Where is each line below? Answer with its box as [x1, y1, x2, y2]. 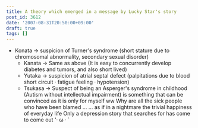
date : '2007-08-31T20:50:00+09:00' [6, 20, 95, 25]
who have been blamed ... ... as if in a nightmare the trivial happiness [23, 104, 192, 111]
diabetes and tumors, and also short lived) [23, 66, 127, 73]
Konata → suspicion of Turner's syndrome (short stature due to [14, 47, 170, 54]
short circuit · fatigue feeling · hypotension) [23, 78, 130, 86]
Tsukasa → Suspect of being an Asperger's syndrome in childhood [23, 85, 187, 92]
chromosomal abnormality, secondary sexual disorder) [14, 53, 149, 60]
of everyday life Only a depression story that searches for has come [23, 110, 190, 117]
